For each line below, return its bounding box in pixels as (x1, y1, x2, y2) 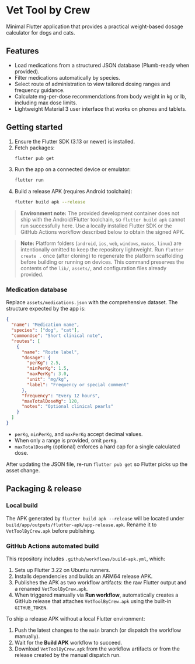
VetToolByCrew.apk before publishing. (6, 527, 96, 534)
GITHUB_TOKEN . (14, 604, 48, 611)
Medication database (6, 285, 68, 294)
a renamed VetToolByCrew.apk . (14, 585, 88, 592)
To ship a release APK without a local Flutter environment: (6, 615, 145, 622)
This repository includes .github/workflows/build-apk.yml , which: (6, 555, 165, 562)
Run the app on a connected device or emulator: (14, 166, 131, 173)
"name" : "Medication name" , (11, 322, 80, 328)
